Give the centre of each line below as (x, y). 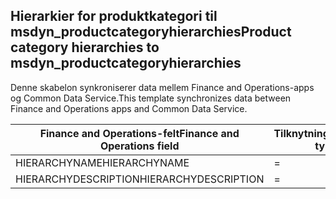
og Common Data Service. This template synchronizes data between (151, 98)
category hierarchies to (85, 47)
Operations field (139, 146)
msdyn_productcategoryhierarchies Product (151, 32)
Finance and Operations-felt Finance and (139, 133)
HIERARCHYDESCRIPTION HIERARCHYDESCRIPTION (140, 179)
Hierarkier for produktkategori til (114, 16)
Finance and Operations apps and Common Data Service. (129, 108)
